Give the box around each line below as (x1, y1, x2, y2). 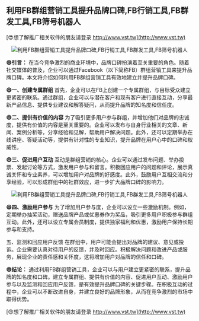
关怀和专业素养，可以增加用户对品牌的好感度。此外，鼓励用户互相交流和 (11, 171, 188, 178)
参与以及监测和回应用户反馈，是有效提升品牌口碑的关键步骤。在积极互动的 (6, 281, 188, 288)
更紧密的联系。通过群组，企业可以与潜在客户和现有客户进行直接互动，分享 (6, 94, 188, 101)
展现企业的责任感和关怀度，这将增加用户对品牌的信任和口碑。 (16, 253, 167, 260)
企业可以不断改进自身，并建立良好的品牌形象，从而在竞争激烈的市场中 (21, 288, 193, 295)
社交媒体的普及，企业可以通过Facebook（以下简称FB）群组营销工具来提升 (6, 66, 188, 73)
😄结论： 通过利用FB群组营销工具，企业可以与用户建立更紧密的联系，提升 (6, 266, 185, 273)
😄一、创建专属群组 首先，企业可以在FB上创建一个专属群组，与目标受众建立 (6, 86, 191, 93)
